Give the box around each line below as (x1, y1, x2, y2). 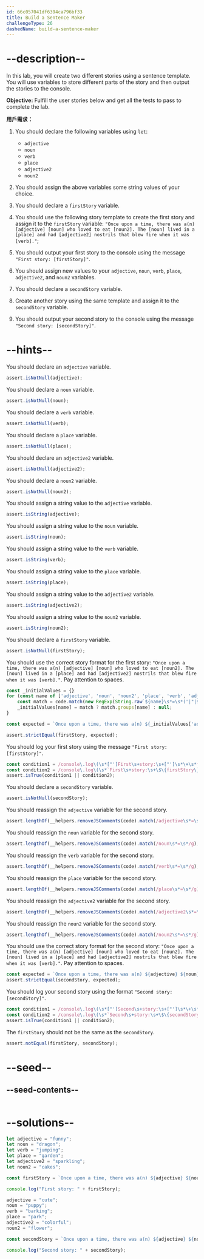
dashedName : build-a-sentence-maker (6, 26, 99, 32)
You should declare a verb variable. (6, 408, 95, 416)
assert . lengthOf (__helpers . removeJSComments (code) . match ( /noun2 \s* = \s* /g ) (6, 932, 200, 938)
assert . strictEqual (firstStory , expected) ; (6, 732, 118, 738)
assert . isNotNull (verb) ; (6, 420, 69, 426)
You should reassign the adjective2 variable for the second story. (6, 897, 171, 904)
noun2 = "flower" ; (6, 1225, 53, 1231)
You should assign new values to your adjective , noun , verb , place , (15, 267, 182, 275)
